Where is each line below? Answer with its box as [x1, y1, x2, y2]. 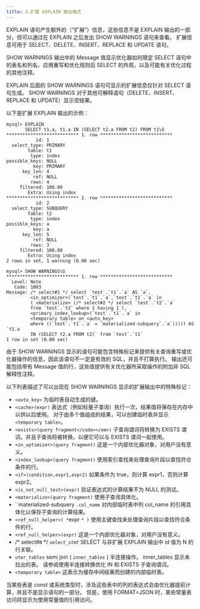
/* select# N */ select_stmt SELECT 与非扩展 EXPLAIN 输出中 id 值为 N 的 [14, 538, 193, 545]
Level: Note [11, 278, 42, 285]
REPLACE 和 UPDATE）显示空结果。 [6, 97, 95, 104]
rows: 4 [30, 179, 50, 185]
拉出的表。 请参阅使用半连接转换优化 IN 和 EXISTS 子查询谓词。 [14, 560, 172, 568]
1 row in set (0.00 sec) [6, 337, 68, 343]
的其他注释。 [6, 68, 38, 76]
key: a [32, 226, 50, 232]
